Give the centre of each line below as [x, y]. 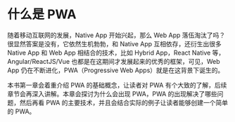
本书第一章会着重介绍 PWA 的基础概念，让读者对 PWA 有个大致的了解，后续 [117, 85]
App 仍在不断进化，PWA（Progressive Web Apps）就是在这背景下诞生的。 [116, 70]
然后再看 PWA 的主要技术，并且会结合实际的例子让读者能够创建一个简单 [124, 102]
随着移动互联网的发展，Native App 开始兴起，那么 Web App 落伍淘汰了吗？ [116, 35]
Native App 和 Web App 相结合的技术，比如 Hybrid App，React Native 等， [116, 53]
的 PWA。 [21, 111]
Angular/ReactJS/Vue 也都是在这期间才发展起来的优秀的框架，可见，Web [114, 61]
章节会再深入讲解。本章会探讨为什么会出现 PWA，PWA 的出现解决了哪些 [113, 94]
